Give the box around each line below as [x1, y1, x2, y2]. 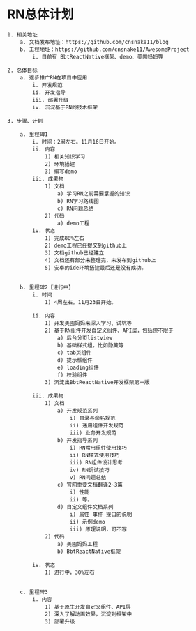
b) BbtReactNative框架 [56, 548, 121, 555]
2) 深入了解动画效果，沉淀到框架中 [44, 611, 133, 618]
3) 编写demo [44, 168, 77, 175]
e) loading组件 [56, 364, 99, 371]
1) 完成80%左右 [44, 234, 85, 241]
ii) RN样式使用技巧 [69, 451, 120, 459]
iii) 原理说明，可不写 [69, 526, 128, 533]
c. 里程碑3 [20, 588, 48, 595]
